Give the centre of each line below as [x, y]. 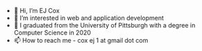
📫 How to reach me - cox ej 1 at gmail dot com [81, 40]
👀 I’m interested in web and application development [89, 18]
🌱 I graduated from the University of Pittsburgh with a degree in [104, 25]
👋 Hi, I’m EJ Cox [37, 11]
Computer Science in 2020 [52, 32]
